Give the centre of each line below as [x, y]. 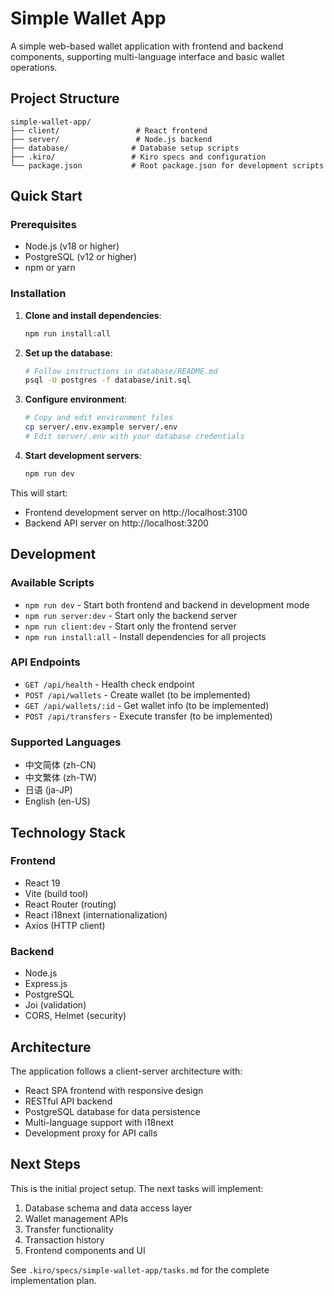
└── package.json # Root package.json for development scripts [167, 165]
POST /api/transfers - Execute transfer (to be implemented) [148, 716]
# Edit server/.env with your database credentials [134, 437]
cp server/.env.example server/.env [101, 427]
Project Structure [65, 98]
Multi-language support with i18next [99, 1122]
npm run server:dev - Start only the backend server [131, 615]
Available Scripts [52, 583]
